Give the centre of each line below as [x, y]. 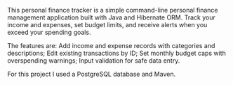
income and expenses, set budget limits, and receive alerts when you [107, 25]
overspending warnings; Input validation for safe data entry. [94, 61]
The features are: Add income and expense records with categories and [111, 46]
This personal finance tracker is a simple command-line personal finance [113, 10]
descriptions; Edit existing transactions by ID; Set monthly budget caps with [116, 53]
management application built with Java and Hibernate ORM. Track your [112, 17]
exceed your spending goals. [49, 32]
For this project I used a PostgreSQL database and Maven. [92, 74]
